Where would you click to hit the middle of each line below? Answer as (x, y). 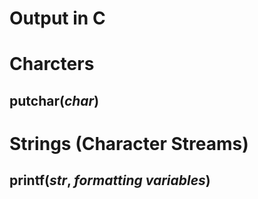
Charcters (52, 64)
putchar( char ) (54, 100)
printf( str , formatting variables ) (110, 180)
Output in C (57, 18)
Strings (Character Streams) (129, 143)
